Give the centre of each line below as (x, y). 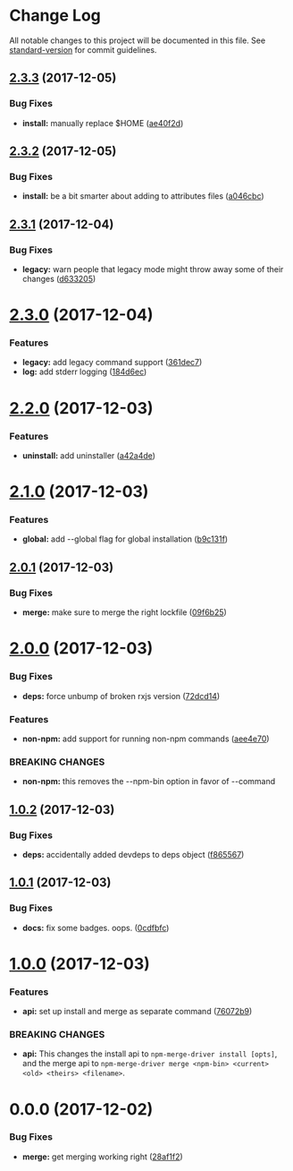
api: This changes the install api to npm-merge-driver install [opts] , (150, 1054)
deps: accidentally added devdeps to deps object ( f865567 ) (133, 854)
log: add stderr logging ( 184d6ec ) (84, 372)
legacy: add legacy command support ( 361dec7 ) (112, 363)
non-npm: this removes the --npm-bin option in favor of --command (149, 782)
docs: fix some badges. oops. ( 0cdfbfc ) (96, 927)
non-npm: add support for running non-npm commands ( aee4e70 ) (146, 739)
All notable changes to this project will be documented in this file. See (138, 40)
